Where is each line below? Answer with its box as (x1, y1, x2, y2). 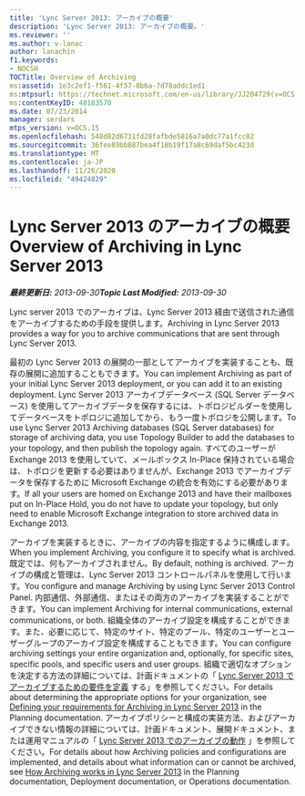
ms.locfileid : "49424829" (9, 174, 107, 183)
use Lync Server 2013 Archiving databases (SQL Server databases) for (9, 422, 275, 433)
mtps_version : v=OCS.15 (9, 124, 100, 133)
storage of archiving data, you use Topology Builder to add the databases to (9, 432, 295, 443)
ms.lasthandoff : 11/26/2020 (9, 166, 117, 175)
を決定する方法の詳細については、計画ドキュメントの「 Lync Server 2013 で (9, 670, 294, 681)
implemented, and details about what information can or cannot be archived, (9, 757, 297, 768)
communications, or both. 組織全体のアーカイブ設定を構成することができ (9, 615, 283, 625)
